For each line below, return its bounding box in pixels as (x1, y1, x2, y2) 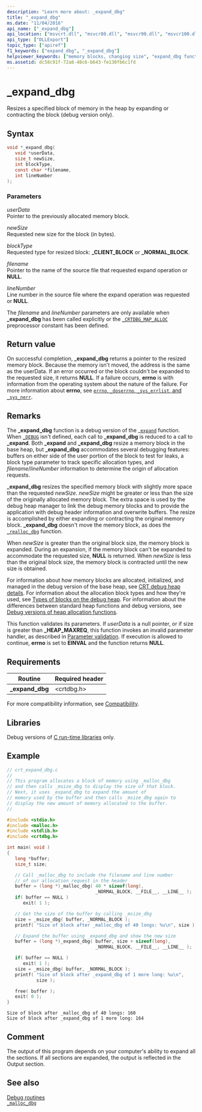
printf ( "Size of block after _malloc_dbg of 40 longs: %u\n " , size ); (14, 922, 198, 928)
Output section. (7, 1060, 46, 1068)
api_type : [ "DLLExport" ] (7, 37, 69, 43)
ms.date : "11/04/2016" (7, 20, 64, 26)
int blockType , (14, 161, 53, 167)
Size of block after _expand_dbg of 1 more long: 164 (7, 1015, 144, 1022)
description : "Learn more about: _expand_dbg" (7, 8, 125, 15)
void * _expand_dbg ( (7, 145, 56, 151)
